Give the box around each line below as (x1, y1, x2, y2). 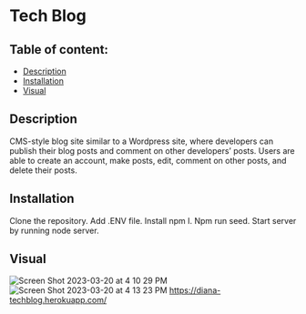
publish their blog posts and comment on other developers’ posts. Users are (9, 145, 295, 156)
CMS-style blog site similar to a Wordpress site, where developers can (9, 136, 274, 147)
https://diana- (168, 285, 221, 296)
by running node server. (9, 225, 99, 236)
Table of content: (9, 42, 109, 57)
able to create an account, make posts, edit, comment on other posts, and (9, 155, 287, 166)
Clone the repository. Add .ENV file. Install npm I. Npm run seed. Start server (9, 215, 297, 226)
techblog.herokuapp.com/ (9, 295, 107, 306)
